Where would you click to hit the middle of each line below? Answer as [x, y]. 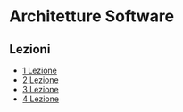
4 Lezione [41, 99]
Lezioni [30, 49]
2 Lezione [41, 80]
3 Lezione [41, 89]
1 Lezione [40, 70]
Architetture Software [92, 16]
